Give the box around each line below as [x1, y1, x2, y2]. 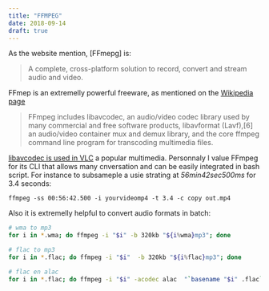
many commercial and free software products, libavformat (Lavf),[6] [27, 121, 254, 131]
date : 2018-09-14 [8, 19, 66, 27]
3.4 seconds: [8, 179, 52, 188]
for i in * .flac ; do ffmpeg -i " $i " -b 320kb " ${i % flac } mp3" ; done [8, 253, 242, 261]
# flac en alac [8, 268, 59, 276]
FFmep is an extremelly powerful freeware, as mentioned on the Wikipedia [8, 88, 254, 98]
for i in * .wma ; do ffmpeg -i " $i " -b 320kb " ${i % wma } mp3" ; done [8, 232, 231, 240]
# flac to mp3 [8, 246, 56, 254]
